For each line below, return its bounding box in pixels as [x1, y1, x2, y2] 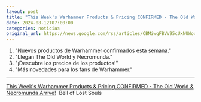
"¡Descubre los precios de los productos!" [14, 60, 118, 67]
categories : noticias [6, 25, 60, 31]
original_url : [6, 31, 42, 37]
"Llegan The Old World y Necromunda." [14, 53, 112, 60]
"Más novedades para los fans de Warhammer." [14, 66, 133, 73]
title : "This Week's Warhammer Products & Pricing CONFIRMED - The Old [6, 14, 188, 20]
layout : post [6, 8, 39, 15]
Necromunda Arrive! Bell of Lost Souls [6, 90, 102, 97]
